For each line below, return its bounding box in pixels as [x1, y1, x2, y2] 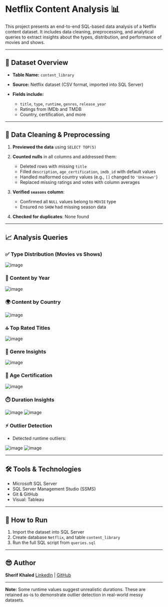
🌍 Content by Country [5, 299, 61, 306]
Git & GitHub [12, 491, 38, 497]
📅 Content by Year [5, 275, 50, 282]
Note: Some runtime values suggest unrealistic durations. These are [5, 586, 146, 592]
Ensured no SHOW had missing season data [19, 204, 106, 210]
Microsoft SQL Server [12, 481, 57, 487]
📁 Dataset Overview [5, 58, 68, 67]
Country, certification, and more [19, 111, 86, 117]
